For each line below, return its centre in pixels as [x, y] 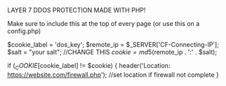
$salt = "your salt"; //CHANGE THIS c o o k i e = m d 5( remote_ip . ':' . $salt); [112, 52]
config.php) [24, 31]
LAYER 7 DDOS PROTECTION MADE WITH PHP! [77, 10]
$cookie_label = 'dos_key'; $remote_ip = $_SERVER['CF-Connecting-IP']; [113, 44]
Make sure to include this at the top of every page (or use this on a [104, 23]
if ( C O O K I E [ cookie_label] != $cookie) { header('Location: [89, 66]
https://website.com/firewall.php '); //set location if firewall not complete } [113, 74]
